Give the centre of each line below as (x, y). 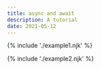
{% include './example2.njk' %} (50, 59)
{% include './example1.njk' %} (50, 46)
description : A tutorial (42, 20)
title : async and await (41, 13)
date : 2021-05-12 (32, 26)
